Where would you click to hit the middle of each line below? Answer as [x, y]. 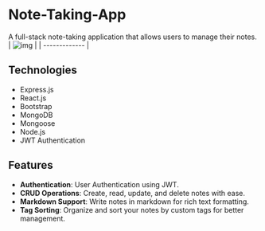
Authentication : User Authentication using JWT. [99, 184]
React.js [33, 98]
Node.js [33, 131]
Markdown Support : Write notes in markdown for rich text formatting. [134, 202]
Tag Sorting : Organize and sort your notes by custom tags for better [132, 209]
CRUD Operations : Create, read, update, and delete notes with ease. [132, 193]
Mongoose [37, 123]
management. [43, 218]
